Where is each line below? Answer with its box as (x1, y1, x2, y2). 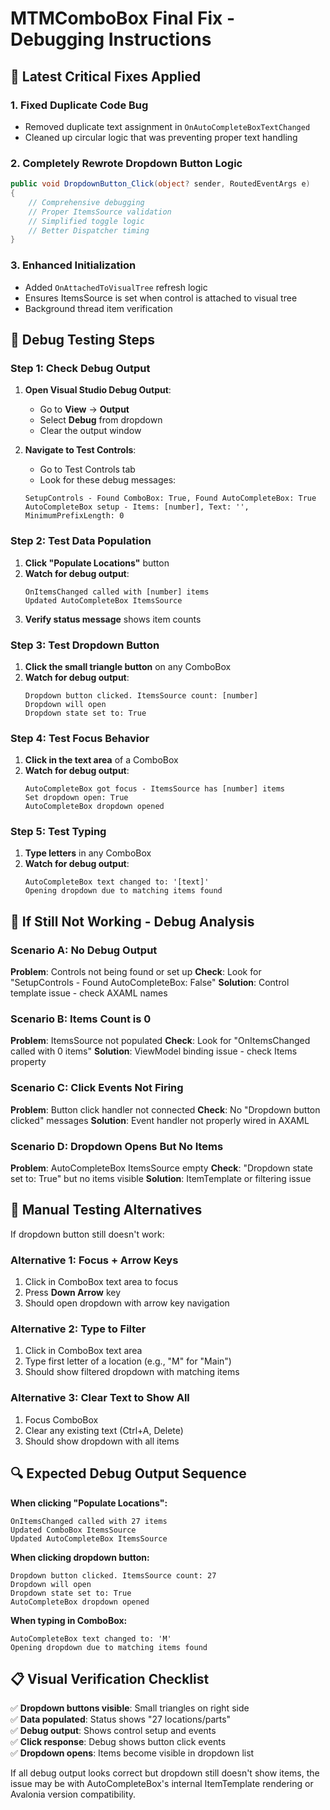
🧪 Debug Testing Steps (10, 331, 156, 348)
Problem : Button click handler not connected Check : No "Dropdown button (10, 1103, 321, 1116)
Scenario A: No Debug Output (10, 943, 158, 957)
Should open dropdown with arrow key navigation (24, 1297, 230, 1309)
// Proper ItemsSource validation (28, 207, 172, 217)
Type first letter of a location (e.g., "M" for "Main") (24, 1355, 232, 1367)
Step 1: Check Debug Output (10, 361, 151, 375)
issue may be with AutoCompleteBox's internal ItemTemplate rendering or (10, 1778, 314, 1790)
